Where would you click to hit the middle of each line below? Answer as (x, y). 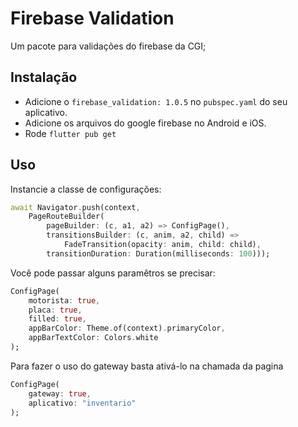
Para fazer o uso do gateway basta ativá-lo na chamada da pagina (147, 366)
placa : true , (55, 310)
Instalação (44, 77)
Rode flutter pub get (70, 133)
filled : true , (57, 319)
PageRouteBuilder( (66, 217)
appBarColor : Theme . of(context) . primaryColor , (127, 328)
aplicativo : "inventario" (82, 403)
